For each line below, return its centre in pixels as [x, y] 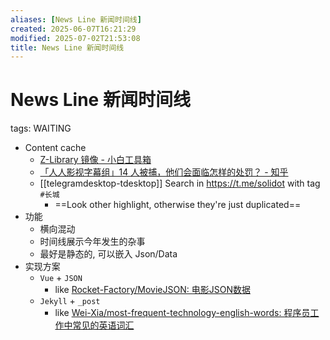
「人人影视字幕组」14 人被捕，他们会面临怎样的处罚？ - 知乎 [164, 172]
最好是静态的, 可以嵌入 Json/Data [108, 254]
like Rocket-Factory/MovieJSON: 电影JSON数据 [152, 290]
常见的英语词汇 [103, 325]
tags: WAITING [41, 128]
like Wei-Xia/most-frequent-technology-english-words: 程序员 [182, 313]
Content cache [55, 148]
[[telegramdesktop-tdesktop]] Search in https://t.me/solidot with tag [180, 183]
